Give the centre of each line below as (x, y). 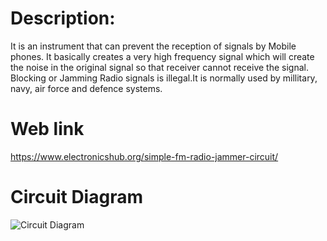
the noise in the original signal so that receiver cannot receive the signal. (159, 67)
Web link (47, 129)
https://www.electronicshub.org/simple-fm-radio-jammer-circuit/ (144, 156)
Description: (63, 18)
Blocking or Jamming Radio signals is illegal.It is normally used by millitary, (164, 78)
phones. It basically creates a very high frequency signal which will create (162, 56)
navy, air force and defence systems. (86, 88)
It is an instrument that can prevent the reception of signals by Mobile (153, 46)
